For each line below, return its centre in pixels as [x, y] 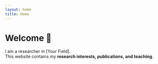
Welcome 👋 [28, 38]
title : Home [17, 14]
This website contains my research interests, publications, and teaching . [79, 57]
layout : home [18, 9]
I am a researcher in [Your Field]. [38, 51]
